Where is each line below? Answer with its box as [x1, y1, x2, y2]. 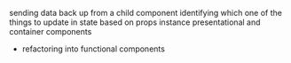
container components [9, 27, 92, 36]
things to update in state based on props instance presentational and [9, 17, 261, 28]
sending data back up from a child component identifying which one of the [9, 8, 282, 18]
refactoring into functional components [21, 43, 166, 54]
